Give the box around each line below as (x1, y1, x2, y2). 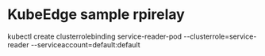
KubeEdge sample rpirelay (7, 6, 186, 24)
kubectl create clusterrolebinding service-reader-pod (7, 32, 182, 41)
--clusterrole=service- (182, 32, 257, 41)
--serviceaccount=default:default (30, 39, 140, 49)
